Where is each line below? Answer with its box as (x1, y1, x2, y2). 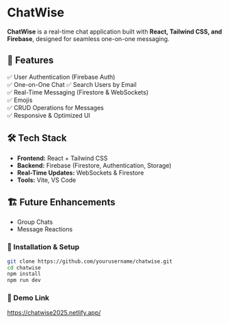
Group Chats (16, 218, 53, 227)
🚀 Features (7, 55, 54, 66)
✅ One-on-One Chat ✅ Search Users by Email (7, 80, 137, 88)
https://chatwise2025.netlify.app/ (7, 309, 101, 317)
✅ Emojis (7, 96, 33, 104)
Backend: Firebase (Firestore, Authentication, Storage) (16, 161, 172, 169)
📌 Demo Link (7, 293, 50, 302)
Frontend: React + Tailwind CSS (16, 154, 108, 162)
